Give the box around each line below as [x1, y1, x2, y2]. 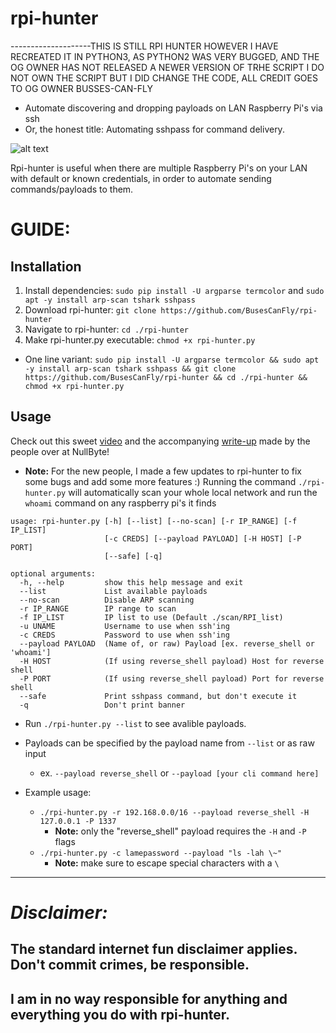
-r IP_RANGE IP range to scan [19, 603, 177, 614]
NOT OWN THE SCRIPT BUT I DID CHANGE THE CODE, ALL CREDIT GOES [10, 72, 318, 84]
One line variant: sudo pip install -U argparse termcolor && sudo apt [24, 353, 320, 365]
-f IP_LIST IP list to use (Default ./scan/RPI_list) [19, 612, 284, 622]
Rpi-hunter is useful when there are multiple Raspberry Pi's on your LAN [10, 162, 308, 174]
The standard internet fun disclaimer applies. [10, 941, 298, 958]
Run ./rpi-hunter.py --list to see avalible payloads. [24, 717, 247, 729]
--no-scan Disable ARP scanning [19, 595, 195, 605]
